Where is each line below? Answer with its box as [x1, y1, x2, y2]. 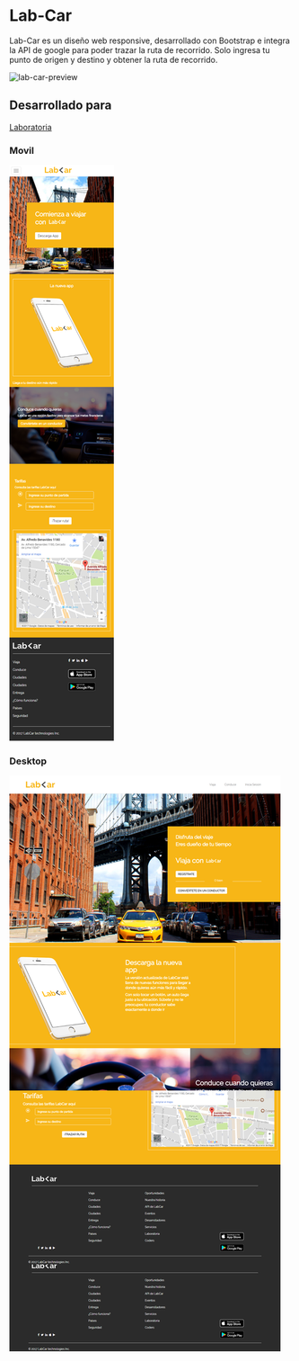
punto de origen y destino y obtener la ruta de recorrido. [9, 54, 218, 65]
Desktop [9, 755, 48, 767]
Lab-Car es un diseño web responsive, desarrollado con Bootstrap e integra [9, 35, 290, 46]
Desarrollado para [9, 98, 112, 113]
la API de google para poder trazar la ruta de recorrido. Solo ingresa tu [9, 44, 270, 55]
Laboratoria [9, 121, 52, 132]
